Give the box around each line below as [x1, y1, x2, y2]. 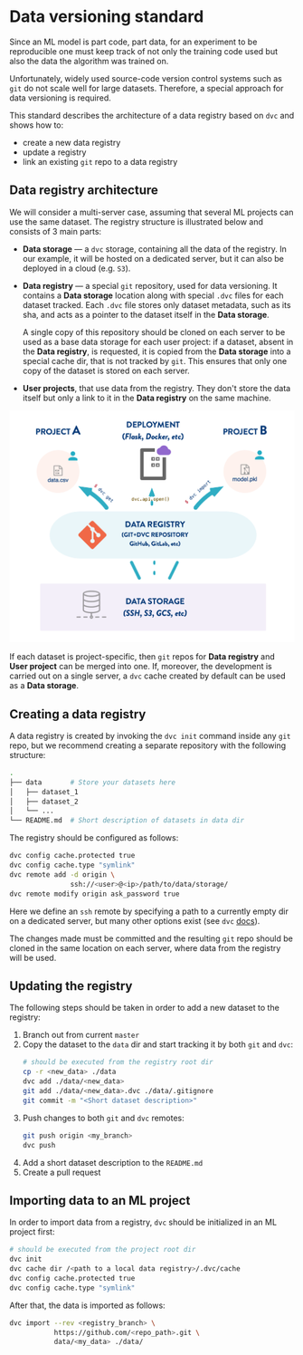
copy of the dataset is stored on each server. [22, 365, 190, 376]
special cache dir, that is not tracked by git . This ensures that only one [22, 355, 288, 366]
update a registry [22, 147, 87, 158]
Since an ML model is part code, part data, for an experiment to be [9, 36, 258, 47]
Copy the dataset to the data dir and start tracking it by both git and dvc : [22, 1039, 294, 1050]
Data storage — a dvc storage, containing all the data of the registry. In [22, 243, 287, 255]
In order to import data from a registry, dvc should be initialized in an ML [9, 1216, 278, 1228]
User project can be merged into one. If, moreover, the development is [9, 661, 273, 672]
